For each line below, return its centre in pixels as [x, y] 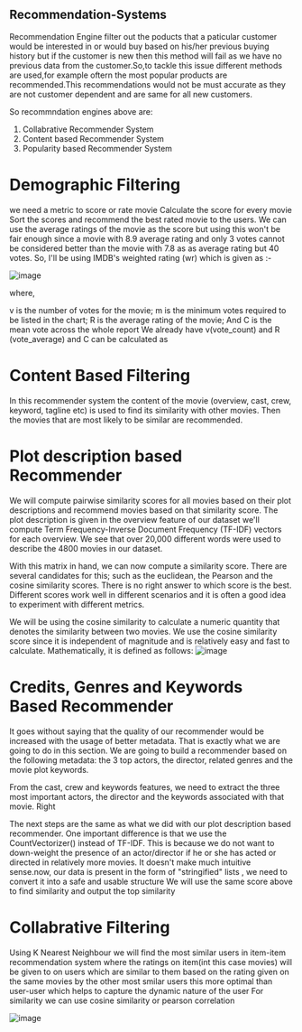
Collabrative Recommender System [88, 129]
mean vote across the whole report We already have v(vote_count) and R [145, 330]
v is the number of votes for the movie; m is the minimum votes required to [148, 310]
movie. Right [32, 806]
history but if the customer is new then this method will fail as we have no [146, 56]
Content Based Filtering [100, 375]
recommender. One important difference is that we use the [118, 833]
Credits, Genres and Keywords [126, 687]
